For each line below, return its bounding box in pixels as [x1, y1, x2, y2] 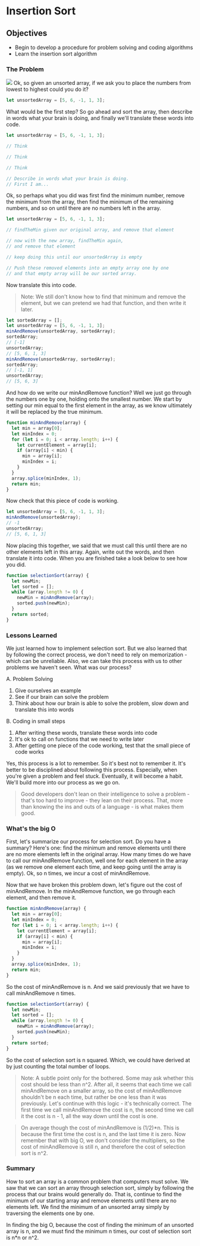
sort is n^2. [20, 1149, 48, 1156]
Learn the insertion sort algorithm [14, 50, 97, 57]
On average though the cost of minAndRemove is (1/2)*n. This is [20, 1124, 180, 1131]
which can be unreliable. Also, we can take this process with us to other [6, 657, 183, 664]
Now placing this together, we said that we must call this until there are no [6, 542, 187, 549]
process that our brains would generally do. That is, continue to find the [6, 1190, 182, 1198]
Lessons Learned [6, 631, 58, 639]
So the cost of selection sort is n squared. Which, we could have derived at [6, 1056, 190, 1064]
